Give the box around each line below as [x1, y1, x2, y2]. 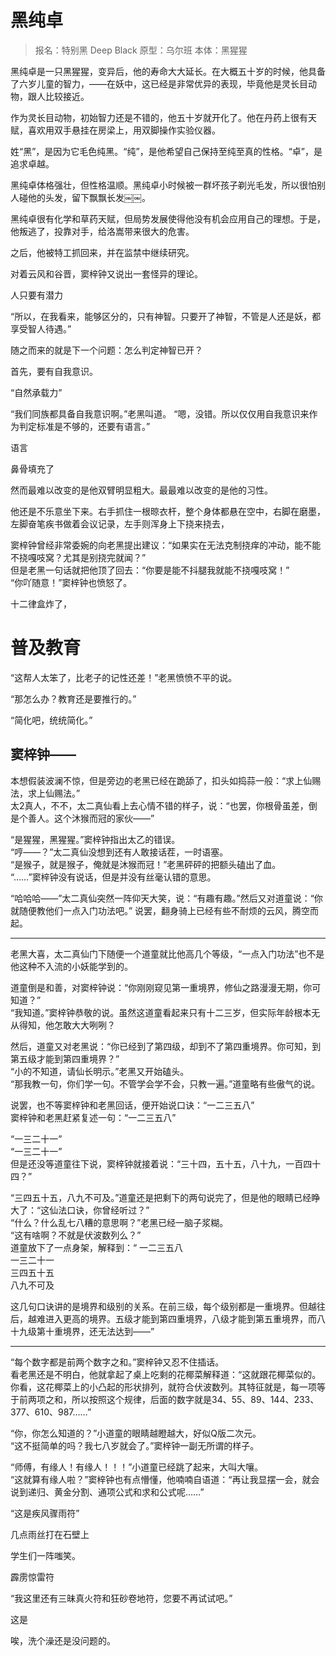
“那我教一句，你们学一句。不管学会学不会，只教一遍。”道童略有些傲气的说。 [10, 1077, 321, 1090]
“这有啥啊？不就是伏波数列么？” [10, 1229, 142, 1241]
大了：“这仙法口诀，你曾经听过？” [10, 1204, 150, 1216]
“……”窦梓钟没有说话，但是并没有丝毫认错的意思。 [10, 871, 217, 883]
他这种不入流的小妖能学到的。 [10, 960, 133, 972]
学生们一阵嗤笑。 [10, 1549, 81, 1561]
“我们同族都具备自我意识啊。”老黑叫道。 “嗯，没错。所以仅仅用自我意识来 [10, 407, 310, 420]
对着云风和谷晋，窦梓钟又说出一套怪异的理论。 [10, 267, 203, 280]
